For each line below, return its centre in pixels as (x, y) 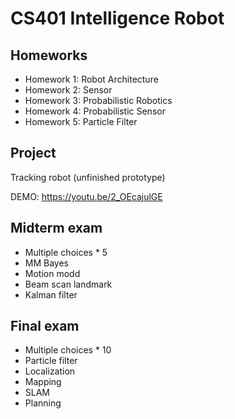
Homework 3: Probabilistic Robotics (98, 100)
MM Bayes (46, 263)
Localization (50, 371)
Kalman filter (51, 294)
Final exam (45, 326)
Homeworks (49, 55)
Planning (43, 403)
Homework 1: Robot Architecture (91, 79)
